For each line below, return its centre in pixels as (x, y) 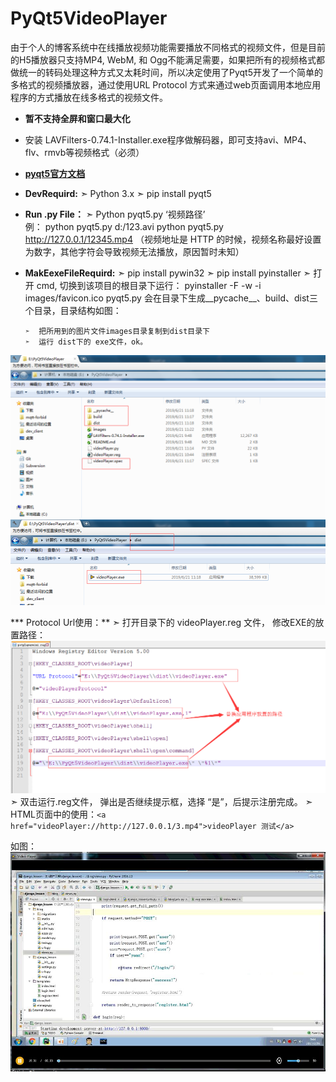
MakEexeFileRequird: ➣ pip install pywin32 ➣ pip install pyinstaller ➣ (168, 273)
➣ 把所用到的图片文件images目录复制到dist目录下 (117, 331)
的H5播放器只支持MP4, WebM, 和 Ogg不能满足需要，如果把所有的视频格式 (163, 59)
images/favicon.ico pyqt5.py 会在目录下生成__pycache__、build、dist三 (171, 298)
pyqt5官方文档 (55, 173)
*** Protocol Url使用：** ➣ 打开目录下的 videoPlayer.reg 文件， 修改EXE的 (163, 622)
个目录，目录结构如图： (73, 310)
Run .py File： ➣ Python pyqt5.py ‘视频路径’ (115, 214)
